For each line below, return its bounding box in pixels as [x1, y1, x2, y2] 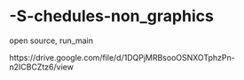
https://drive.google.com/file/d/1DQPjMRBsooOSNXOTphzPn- [9, 52, 235, 62]
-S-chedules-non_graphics [9, 6, 215, 26]
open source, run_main [9, 35, 94, 46]
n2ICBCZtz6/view [9, 62, 74, 72]
